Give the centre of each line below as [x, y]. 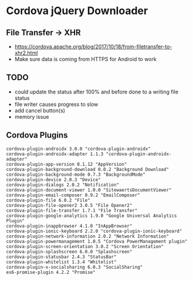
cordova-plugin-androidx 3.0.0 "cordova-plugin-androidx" [78, 149]
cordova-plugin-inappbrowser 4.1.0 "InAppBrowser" [69, 226]
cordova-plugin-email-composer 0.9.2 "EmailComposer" [73, 195]
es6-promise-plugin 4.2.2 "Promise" [51, 272]
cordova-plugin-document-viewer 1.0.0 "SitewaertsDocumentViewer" [89, 190]
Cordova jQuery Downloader [77, 11]
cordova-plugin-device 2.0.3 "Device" [53, 180]
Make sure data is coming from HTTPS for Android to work [85, 59]
